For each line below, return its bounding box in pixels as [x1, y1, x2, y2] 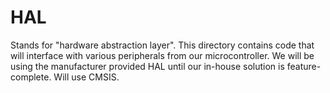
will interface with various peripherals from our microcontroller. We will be [10, 49, 315, 61]
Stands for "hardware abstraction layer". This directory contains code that [10, 39, 315, 51]
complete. [10, 71, 52, 83]
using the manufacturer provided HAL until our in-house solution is [10, 60, 285, 72]
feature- [286, 60, 322, 72]
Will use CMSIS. [53, 71, 120, 83]
